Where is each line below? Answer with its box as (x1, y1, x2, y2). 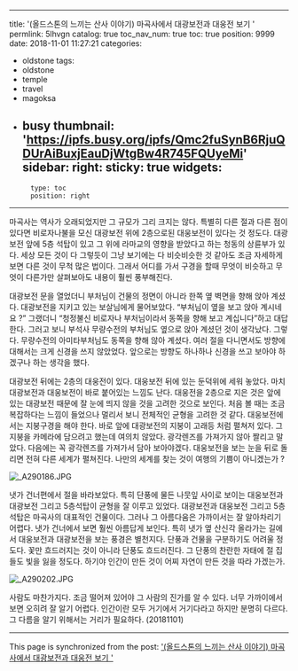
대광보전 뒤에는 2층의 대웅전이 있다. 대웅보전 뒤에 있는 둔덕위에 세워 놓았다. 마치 (9, 376, 286, 386)
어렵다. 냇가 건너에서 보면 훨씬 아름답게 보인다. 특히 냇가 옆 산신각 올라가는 (9, 522, 267, 533)
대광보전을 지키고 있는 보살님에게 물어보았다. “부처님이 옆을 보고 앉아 (20, 301, 259, 312)
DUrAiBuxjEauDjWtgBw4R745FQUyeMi (21, 146, 244, 161)
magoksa (21, 93, 56, 103)
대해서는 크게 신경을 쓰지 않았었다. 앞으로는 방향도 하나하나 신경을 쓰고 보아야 (9, 346, 277, 356)
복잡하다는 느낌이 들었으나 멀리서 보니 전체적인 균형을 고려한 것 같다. (9, 409, 246, 419)
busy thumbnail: (21, 119, 115, 134)
